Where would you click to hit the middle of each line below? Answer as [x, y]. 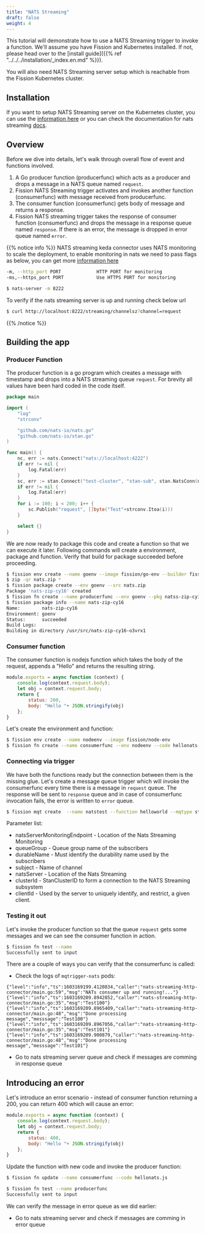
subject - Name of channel [49, 868]
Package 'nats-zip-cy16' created [49, 591]
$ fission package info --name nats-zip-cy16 [65, 602]
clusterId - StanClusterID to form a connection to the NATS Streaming [103, 881]
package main [23, 397]
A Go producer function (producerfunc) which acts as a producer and [103, 177]
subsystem [29, 887]
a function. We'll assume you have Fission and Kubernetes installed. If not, [100, 47]
